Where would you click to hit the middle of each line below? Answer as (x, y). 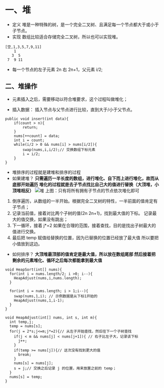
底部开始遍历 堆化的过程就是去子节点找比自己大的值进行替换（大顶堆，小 (85, 184)
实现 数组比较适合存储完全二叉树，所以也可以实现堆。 (66, 37)
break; (25, 354)
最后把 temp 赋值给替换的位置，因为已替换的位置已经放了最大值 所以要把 (85, 237)
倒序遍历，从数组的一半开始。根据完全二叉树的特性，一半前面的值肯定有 (85, 201)
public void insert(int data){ (37, 119)
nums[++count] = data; (37, 136)
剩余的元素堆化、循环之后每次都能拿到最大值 (57, 260)
